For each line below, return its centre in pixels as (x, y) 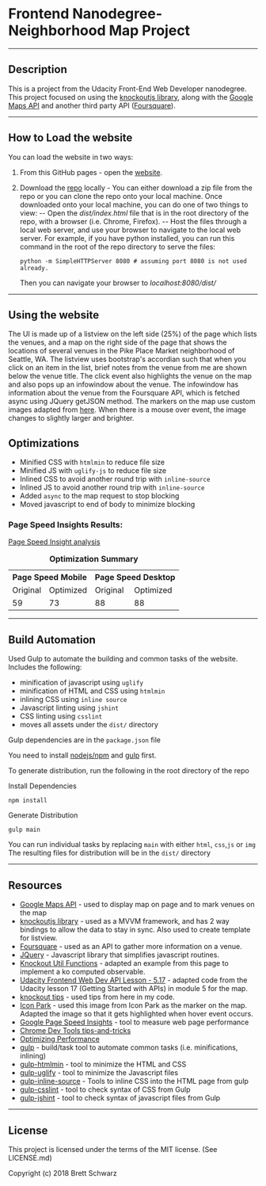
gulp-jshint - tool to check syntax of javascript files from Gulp (120, 1098)
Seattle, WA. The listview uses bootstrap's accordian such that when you (127, 359)
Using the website (54, 315)
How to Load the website (70, 138)
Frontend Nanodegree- (85, 14)
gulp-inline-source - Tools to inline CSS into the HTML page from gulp (134, 1081)
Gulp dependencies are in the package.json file (84, 740)
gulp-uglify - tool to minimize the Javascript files (99, 1073)
